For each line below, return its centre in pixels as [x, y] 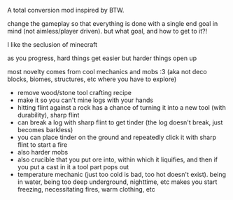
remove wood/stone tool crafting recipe [74, 93]
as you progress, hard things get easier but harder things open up [102, 58]
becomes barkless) [45, 130]
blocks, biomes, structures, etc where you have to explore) [92, 79]
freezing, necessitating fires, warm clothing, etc [86, 189]
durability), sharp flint [48, 115]
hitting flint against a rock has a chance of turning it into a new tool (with [121, 107]
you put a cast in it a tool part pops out [73, 167]
